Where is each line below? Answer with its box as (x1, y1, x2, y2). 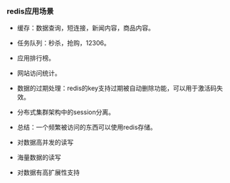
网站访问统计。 (16, 69, 61, 77)
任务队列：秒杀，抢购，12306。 (16, 39, 111, 48)
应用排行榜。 (16, 54, 55, 62)
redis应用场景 (6, 6, 54, 16)
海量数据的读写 (16, 153, 61, 162)
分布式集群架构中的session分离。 (16, 108, 115, 116)
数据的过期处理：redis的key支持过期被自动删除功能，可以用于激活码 (16, 84, 217, 93)
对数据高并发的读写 (16, 138, 74, 147)
